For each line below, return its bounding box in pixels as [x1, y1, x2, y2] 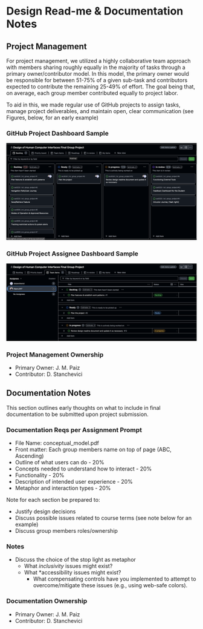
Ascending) [14, 452, 44, 459]
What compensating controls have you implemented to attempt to [33, 575, 196, 582]
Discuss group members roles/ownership [14, 527, 118, 535]
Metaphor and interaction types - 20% [14, 484, 111, 492]
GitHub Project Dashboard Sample [6, 129, 109, 137]
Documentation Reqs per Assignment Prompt [6, 426, 142, 434]
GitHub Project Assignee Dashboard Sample [6, 249, 139, 258]
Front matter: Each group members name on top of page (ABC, [14, 446, 172, 453]
